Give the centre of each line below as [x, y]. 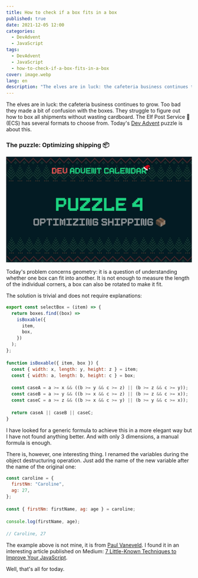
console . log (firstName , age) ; [43, 521]
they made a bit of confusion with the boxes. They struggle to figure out [93, 111]
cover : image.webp [29, 74]
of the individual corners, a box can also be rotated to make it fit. [85, 284]
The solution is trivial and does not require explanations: [74, 295]
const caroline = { [30, 478]
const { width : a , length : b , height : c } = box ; [73, 376]
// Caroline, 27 [26, 534]
